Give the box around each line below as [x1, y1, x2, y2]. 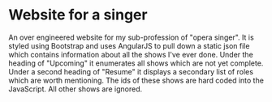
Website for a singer [8, 6, 148, 24]
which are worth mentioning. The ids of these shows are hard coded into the [8, 75, 264, 85]
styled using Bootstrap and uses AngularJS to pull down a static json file [8, 40, 250, 50]
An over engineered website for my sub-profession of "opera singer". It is [8, 32, 254, 42]
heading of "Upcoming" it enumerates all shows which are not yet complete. [8, 58, 264, 68]
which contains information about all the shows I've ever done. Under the [8, 49, 253, 59]
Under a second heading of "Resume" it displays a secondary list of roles [8, 66, 254, 76]
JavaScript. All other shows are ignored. [8, 83, 143, 94]
